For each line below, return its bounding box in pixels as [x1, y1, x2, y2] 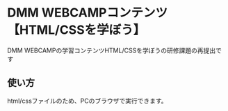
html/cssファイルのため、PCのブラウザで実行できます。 [7, 97, 168, 105]
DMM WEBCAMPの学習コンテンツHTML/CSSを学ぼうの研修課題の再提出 [7, 46, 216, 54]
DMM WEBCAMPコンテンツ [7, 5, 168, 21]
